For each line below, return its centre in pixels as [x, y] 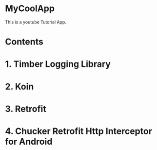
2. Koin [20, 86]
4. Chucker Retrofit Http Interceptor [79, 131]
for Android [29, 141]
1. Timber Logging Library [58, 64]
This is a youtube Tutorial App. [36, 22]
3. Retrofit [26, 109]
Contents [24, 42]
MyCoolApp [30, 9]
